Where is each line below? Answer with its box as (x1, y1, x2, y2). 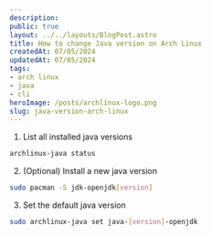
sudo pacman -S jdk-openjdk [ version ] (9, 183, 153, 192)
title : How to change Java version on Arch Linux (9, 38, 203, 48)
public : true (9, 22, 59, 31)
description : (9, 13, 59, 23)
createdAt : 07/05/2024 (9, 47, 96, 56)
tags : (9, 65, 30, 74)
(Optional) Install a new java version (22, 166, 158, 177)
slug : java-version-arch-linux (9, 107, 129, 116)
